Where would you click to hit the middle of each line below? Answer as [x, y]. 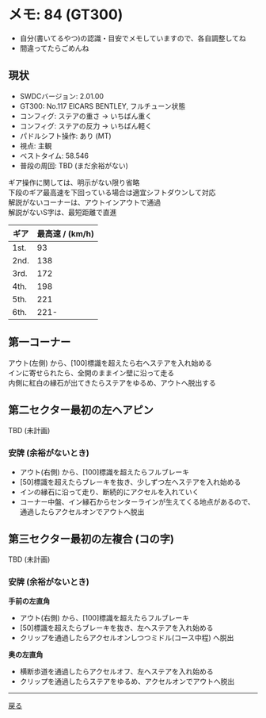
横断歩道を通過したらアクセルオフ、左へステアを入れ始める [116, 671]
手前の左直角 [29, 601]
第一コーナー [40, 342]
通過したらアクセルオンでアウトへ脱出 [82, 512]
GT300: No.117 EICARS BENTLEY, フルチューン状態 [103, 106]
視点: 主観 [36, 145]
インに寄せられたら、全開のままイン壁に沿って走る [91, 373]
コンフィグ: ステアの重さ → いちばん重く [86, 116]
